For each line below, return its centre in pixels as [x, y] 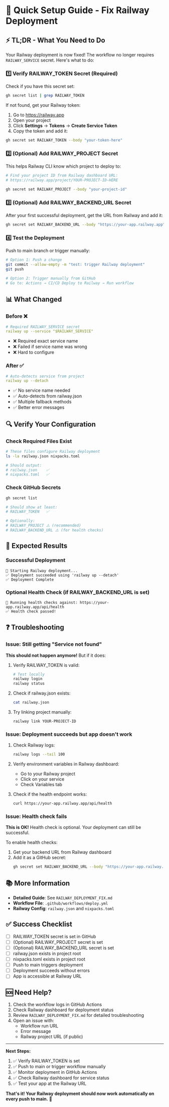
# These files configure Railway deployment [53, 451]
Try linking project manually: [42, 712]
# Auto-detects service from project [45, 376]
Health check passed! [34, 611]
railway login [28, 679]
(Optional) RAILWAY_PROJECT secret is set [58, 942]
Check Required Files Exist [39, 441]
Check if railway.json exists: [42, 693]
